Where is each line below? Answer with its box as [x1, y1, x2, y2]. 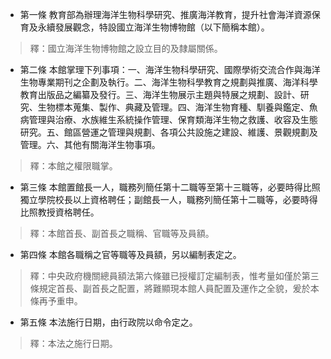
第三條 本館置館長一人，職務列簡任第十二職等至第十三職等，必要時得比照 [19, 181, 321, 193]
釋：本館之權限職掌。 [29, 160, 118, 172]
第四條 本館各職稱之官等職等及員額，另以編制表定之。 [19, 249, 242, 260]
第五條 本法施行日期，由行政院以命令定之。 [19, 316, 198, 328]
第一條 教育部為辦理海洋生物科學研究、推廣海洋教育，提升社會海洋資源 [19, 9, 312, 20]
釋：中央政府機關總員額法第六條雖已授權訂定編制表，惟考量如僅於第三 [29, 270, 320, 282]
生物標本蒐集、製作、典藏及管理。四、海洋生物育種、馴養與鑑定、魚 [37, 101, 318, 113]
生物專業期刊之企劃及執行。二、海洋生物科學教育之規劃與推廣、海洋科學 [19, 76, 318, 88]
